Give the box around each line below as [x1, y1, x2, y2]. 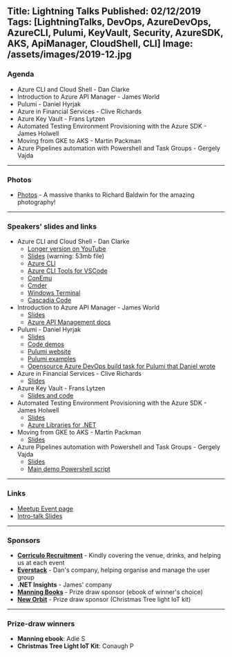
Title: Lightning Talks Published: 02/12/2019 [7, 6, 202, 17]
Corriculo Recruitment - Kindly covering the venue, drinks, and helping [17, 551, 221, 559]
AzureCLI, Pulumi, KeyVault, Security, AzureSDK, [7, 27, 224, 39]
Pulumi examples [27, 355, 77, 363]
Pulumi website [27, 347, 71, 356]
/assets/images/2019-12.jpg [7, 48, 132, 61]
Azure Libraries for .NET [27, 421, 97, 429]
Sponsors [7, 535, 41, 545]
